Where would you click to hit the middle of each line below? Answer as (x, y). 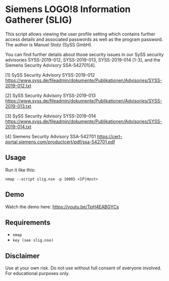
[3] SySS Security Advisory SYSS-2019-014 (51, 116)
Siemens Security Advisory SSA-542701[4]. (51, 65)
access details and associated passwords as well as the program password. (84, 39)
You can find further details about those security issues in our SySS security (84, 54)
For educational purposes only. (37, 273)
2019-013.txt (18, 106)
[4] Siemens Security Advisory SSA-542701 (50, 136)
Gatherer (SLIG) (39, 20)
